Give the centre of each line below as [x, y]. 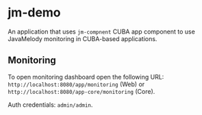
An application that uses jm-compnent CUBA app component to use [102, 31]
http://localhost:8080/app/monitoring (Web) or [76, 84]
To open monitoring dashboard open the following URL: [86, 77]
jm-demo [34, 13]
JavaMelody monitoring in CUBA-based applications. [83, 38]
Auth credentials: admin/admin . [50, 105]
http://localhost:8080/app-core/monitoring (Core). [81, 91]
